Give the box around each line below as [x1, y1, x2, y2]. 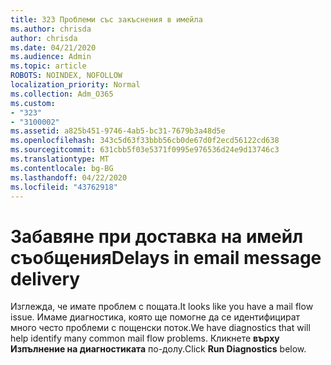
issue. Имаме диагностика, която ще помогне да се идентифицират [10, 311, 301, 323]
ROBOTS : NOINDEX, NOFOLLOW [10, 71, 123, 81]
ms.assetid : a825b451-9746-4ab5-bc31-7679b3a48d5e [10, 126, 226, 136]
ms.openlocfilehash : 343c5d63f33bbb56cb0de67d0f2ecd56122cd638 [10, 136, 280, 146]
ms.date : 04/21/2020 [10, 42, 97, 53]
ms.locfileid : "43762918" [10, 182, 118, 192]
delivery [10, 267, 81, 290]
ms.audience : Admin [10, 52, 92, 62]
